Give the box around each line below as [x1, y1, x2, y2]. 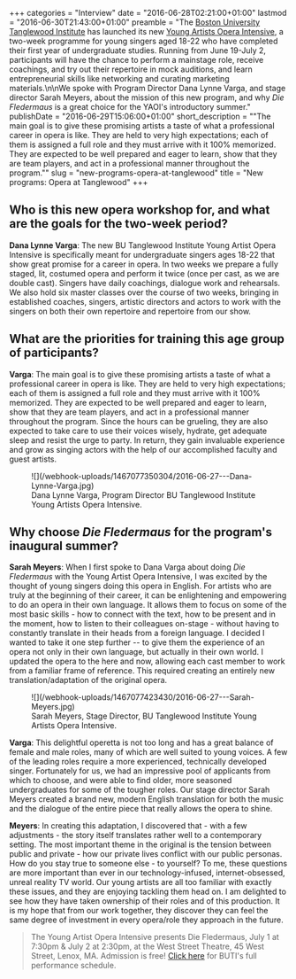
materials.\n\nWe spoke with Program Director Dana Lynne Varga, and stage [9, 83, 286, 93]
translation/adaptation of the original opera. [9, 675, 168, 686]
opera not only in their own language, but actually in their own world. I [9, 647, 263, 657]
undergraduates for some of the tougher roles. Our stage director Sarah [9, 784, 270, 796]
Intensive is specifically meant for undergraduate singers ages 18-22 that [9, 249, 276, 260]
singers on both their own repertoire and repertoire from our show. [9, 306, 252, 316]
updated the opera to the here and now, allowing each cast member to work [9, 656, 285, 667]
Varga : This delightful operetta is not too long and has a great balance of [9, 737, 274, 748]
